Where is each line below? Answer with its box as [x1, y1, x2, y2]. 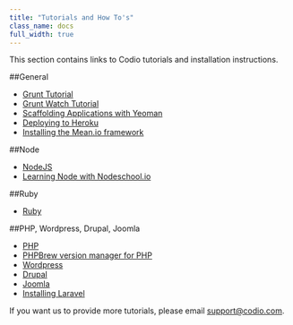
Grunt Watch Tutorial [22, 98, 99, 109]
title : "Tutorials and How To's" [9, 13, 134, 22]
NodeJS [22, 162, 53, 173]
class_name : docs [9, 21, 74, 30]
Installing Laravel [22, 288, 85, 299]
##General [9, 72, 49, 82]
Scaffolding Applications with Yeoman [22, 108, 163, 119]
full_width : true [9, 30, 74, 38]
